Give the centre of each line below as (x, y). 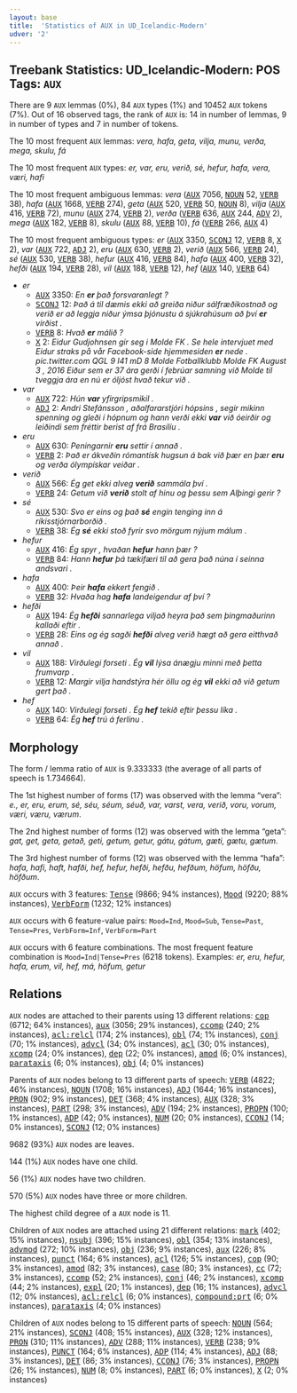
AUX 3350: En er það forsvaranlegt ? (102, 295)
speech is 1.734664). (47, 778)
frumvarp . (55, 672)
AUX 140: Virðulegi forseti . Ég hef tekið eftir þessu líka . (136, 710)
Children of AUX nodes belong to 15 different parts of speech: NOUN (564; (141, 1323)
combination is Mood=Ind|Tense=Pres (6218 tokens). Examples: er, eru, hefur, (147, 957)
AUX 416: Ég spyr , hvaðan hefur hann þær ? (116, 550)
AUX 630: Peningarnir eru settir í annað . (109, 446)
